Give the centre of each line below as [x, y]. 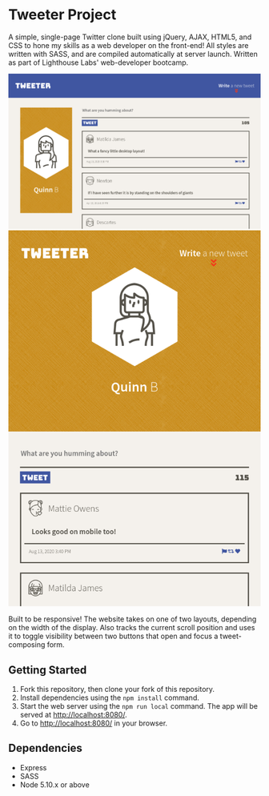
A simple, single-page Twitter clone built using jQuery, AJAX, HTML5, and [130, 37]
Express [33, 767]
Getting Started [48, 670]
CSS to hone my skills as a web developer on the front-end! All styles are [128, 45]
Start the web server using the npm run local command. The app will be [139, 706]
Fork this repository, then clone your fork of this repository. [117, 689]
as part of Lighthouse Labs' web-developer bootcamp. [98, 62]
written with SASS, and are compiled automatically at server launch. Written [133, 54]
